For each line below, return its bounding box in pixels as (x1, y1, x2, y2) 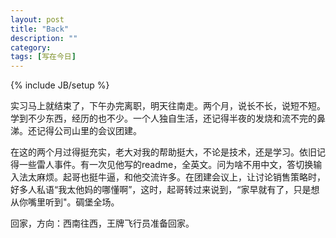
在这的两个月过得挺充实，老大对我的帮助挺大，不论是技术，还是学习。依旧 (10, 146, 317, 158)
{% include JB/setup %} (10, 79, 110, 91)
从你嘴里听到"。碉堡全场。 (10, 196, 120, 208)
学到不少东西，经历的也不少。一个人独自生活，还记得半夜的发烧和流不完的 (10, 112, 317, 125)
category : (10, 42, 52, 53)
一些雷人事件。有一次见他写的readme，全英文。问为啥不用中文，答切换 (18, 159, 314, 171)
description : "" (10, 33, 78, 43)
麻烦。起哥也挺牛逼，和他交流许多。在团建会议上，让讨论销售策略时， (36, 171, 326, 183)
